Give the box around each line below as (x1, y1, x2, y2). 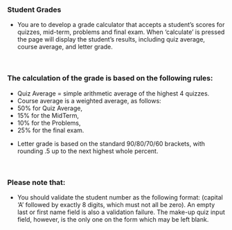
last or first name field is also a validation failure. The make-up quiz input (17, 208, 225, 216)
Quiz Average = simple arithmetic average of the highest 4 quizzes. (17, 89, 210, 98)
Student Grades (7, 5, 62, 15)
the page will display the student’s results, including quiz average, (17, 35, 206, 44)
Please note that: (7, 177, 66, 187)
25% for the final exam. (17, 126, 84, 134)
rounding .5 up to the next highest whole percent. (17, 147, 159, 155)
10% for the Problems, (17, 118, 81, 127)
